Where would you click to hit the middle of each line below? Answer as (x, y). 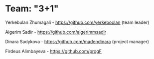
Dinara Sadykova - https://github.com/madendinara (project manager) (77, 41)
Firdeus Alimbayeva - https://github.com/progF (54, 51)
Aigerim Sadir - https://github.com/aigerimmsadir (56, 32)
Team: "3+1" (32, 9)
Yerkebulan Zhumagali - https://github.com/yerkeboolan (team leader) (77, 22)
